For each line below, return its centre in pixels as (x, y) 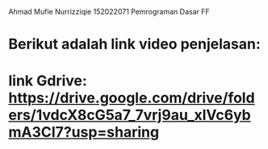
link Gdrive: (48, 81)
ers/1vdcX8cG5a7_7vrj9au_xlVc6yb (130, 115)
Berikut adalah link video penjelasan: (134, 44)
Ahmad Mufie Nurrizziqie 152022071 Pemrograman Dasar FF (109, 12)
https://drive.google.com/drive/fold (132, 98)
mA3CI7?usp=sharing (84, 132)
